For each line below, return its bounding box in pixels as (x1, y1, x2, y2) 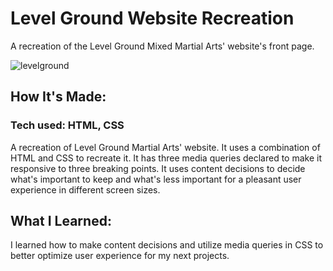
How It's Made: (10, 88, 107, 106)
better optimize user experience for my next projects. (10, 250, 230, 262)
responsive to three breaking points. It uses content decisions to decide (10, 162, 306, 174)
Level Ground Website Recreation (10, 7, 295, 30)
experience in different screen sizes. (10, 183, 161, 196)
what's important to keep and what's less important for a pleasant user (10, 173, 302, 185)
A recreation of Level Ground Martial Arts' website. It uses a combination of (10, 141, 321, 153)
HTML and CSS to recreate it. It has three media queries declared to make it (10, 152, 322, 164)
